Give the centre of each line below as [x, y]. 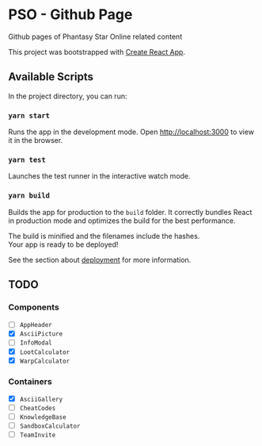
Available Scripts [51, 77]
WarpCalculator [45, 361]
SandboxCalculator [50, 426]
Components [34, 307]
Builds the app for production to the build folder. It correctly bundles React [130, 212]
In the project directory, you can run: [68, 96]
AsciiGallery [41, 399]
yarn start [29, 115]
